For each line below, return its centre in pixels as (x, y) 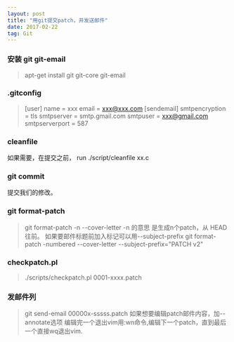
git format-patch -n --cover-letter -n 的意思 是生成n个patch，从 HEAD (126, 227)
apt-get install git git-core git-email (75, 75)
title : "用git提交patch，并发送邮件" (58, 20)
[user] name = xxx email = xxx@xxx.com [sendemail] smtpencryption (125, 108)
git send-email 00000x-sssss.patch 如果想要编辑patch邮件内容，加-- (125, 314)
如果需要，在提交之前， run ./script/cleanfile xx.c (78, 158)
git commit (26, 176)
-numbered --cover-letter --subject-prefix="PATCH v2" (123, 244)
